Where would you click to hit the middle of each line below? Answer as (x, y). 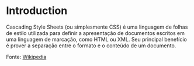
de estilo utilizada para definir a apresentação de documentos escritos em (96, 33)
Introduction (37, 11)
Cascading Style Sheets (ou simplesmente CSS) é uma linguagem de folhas (97, 27)
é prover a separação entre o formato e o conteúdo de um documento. (91, 46)
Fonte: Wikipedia (26, 57)
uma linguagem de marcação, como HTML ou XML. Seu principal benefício (96, 39)
